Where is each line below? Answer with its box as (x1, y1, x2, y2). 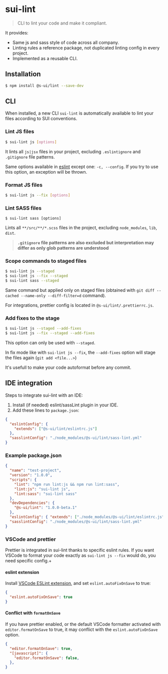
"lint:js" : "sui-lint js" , (14, 486, 70, 491)
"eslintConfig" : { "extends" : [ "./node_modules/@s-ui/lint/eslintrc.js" (9, 514, 164, 520)
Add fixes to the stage (5, 314, 60, 321)
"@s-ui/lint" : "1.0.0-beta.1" (14, 505, 77, 510)
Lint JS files (5, 128, 34, 135)
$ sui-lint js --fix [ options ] (5, 193, 70, 198)
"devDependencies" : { (9, 500, 55, 506)
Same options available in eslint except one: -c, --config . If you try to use (5, 164, 158, 170)
